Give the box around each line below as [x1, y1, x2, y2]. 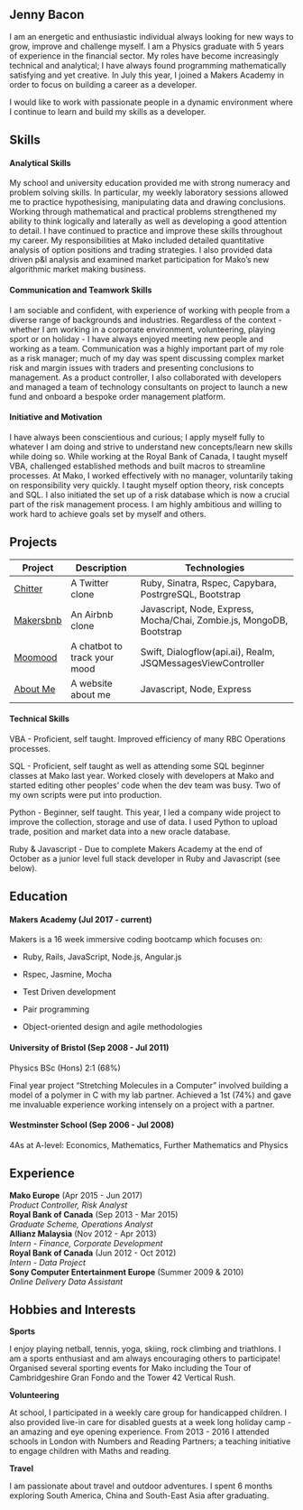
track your [70, 651, 115, 663]
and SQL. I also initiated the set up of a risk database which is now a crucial [9, 489, 290, 500]
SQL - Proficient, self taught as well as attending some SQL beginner [9, 760, 265, 771]
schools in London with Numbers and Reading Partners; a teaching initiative [9, 1436, 291, 1447]
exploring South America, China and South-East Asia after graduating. [9, 1490, 270, 1501]
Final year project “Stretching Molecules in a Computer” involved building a [9, 1079, 289, 1090]
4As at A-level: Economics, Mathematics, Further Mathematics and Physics [9, 1139, 289, 1150]
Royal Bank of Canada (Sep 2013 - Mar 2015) [9, 1209, 179, 1219]
